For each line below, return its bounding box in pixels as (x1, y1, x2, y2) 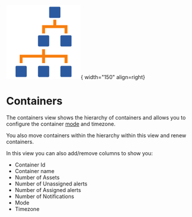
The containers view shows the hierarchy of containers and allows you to (6, 114, 186, 121)
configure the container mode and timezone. (6, 120, 116, 127)
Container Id (14, 161, 46, 168)
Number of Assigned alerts (14, 186, 82, 193)
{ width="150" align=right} (80, 74, 145, 80)
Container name (14, 167, 55, 174)
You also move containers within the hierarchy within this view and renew (6, 131, 187, 139)
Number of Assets (14, 174, 60, 181)
